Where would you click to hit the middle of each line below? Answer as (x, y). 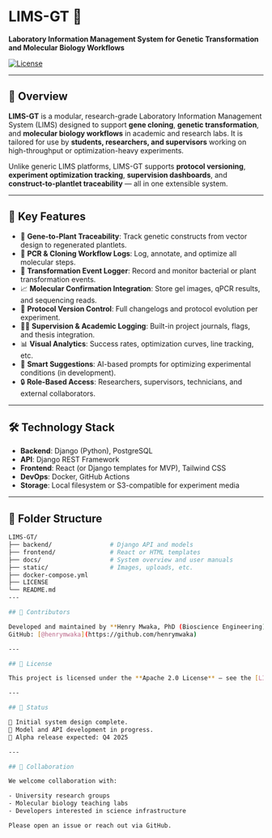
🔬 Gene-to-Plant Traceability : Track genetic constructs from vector (134, 236)
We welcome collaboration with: (63, 781)
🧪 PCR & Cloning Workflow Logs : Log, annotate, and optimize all (128, 253)
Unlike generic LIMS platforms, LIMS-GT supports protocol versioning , (127, 166)
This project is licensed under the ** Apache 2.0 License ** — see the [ (134, 678)
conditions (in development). (68, 372)
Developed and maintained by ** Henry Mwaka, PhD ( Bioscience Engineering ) (137, 627)
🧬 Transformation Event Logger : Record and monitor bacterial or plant (138, 270)
